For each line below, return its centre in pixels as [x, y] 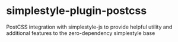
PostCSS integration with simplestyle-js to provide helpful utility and [89, 27]
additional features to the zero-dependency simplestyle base [81, 33]
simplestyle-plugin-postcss [77, 11]
